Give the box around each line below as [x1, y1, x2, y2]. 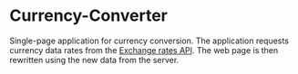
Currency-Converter [9, 5, 169, 26]
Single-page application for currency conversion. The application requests [9, 35, 290, 46]
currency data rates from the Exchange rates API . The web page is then [9, 44, 279, 55]
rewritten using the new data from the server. [9, 54, 180, 65]
